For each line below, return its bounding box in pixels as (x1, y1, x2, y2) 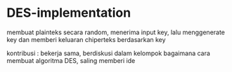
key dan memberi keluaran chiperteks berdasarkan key (6, 35, 166, 43)
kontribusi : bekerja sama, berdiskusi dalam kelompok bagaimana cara (6, 49, 210, 57)
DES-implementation (6, 5, 131, 21)
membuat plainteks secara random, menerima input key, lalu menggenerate (6, 28, 226, 36)
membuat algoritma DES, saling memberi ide (6, 56, 136, 64)
